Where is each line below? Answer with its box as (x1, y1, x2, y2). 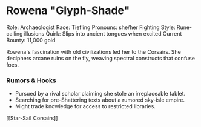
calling (6, 30, 23, 37)
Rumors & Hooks (6, 76, 56, 85)
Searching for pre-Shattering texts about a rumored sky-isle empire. (15, 96, 185, 103)
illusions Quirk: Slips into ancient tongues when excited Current (24, 30, 182, 37)
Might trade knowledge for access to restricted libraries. (15, 103, 156, 110)
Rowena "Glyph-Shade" (6, 4, 130, 18)
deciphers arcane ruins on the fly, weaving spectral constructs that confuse (6, 54, 196, 62)
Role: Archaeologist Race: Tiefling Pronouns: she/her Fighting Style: (6, 24, 176, 31)
